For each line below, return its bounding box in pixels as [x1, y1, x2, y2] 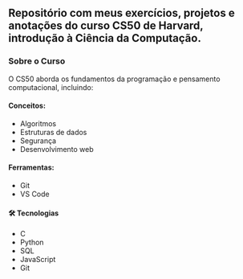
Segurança [19, 136, 57, 146]
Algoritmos [19, 118, 57, 128]
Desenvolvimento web [19, 144, 94, 154]
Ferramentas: [8, 162, 55, 172]
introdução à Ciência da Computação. [8, 31, 202, 45]
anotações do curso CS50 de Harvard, [8, 19, 204, 33]
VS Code [19, 189, 50, 199]
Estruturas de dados [19, 127, 87, 137]
